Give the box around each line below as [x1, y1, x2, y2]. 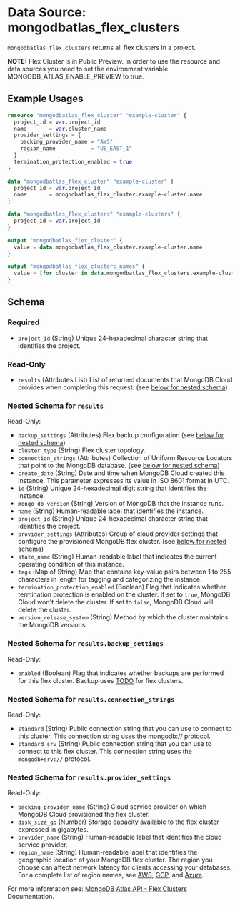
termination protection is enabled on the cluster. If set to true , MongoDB [17, 590, 231, 599]
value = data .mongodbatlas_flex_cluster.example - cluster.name [14, 244, 203, 251]
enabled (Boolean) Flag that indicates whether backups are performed [17, 669, 224, 677]
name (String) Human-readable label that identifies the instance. [17, 507, 204, 515]
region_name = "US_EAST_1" [20, 145, 133, 152]
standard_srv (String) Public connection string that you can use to [17, 739, 212, 747]
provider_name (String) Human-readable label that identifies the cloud [17, 833, 222, 842]
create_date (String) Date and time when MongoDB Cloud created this [17, 469, 225, 477]
